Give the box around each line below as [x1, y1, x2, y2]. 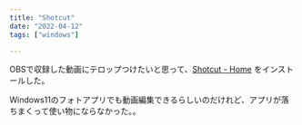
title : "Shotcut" [9, 13, 75, 23]
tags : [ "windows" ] [9, 30, 79, 39]
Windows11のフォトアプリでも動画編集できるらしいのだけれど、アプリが [9, 94, 282, 105]
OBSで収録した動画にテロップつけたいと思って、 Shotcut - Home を [9, 64, 262, 75]
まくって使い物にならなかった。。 [16, 106, 141, 117]
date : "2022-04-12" [9, 22, 84, 31]
